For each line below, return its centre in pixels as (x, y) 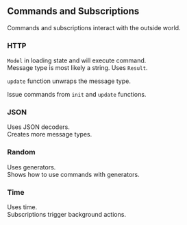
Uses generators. (32, 167)
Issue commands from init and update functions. (77, 95)
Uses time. (22, 207)
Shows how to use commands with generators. (73, 174)
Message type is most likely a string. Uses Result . (78, 68)
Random (21, 152)
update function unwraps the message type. (69, 81)
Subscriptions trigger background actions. (67, 214)
